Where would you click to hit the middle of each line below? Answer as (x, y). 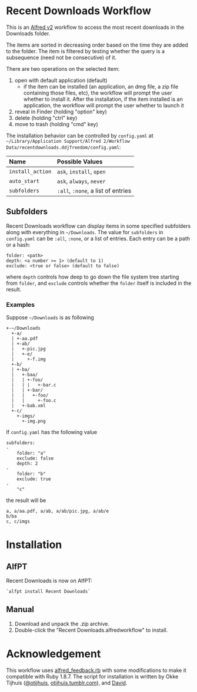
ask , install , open (81, 171)
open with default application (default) (61, 80)
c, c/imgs (18, 522)
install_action (30, 171)
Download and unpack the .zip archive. (62, 624)
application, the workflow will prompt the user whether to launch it (103, 105)
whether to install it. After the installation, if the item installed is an (103, 99)
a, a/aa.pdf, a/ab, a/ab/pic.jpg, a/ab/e (58, 511)
